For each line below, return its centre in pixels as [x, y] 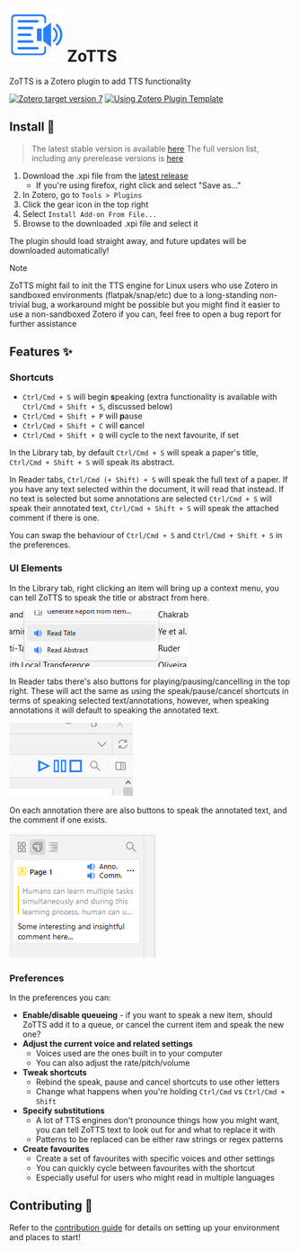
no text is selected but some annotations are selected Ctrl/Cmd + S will [141, 499]
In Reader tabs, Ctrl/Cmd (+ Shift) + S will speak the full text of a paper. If [149, 480]
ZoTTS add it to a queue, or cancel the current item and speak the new [153, 1025]
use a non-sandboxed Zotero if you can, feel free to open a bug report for [145, 314]
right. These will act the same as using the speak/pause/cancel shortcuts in [149, 690]
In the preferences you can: [61, 998]
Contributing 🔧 [51, 1206]
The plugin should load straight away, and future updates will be [128, 240]
